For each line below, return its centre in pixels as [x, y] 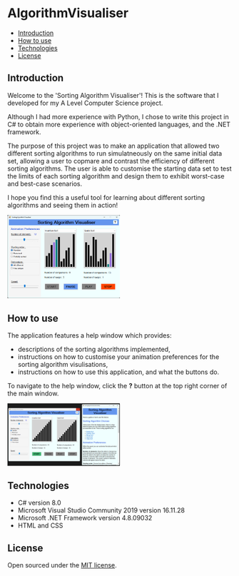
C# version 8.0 [40, 503]
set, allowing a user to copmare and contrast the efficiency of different [111, 161]
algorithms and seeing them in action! [63, 205]
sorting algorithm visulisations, [63, 365]
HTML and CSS [40, 525]
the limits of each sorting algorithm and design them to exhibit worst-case [116, 176]
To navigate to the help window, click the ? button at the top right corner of [117, 386]
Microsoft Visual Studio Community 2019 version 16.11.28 [101, 510]
